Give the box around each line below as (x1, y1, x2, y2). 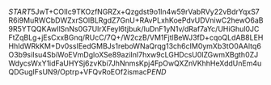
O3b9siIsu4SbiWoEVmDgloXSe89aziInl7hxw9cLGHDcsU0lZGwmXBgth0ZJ (8, 50, 259, 59)
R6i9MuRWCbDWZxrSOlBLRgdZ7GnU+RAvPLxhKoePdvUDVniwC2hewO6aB (8, 15, 265, 25)
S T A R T (8, 7, 32, 16)
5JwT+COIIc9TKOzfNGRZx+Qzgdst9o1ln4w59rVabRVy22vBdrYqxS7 (31, 7, 260, 16)
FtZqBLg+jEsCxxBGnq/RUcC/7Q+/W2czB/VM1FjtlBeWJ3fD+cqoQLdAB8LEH (8, 32, 264, 42)
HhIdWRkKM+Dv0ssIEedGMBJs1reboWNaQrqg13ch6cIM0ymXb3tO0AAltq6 (8, 41, 261, 51)
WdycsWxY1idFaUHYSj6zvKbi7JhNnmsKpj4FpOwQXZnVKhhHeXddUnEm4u (8, 58, 262, 68)
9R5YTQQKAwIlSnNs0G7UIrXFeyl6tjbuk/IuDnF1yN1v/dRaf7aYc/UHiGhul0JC (8, 24, 260, 33)
